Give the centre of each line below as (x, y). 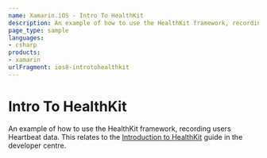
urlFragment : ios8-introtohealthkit (69, 67)
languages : (26, 38)
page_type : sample (39, 30)
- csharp (23, 45)
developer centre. (37, 145)
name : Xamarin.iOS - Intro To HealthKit (76, 15)
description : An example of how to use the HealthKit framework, (118, 23)
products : (25, 52)
